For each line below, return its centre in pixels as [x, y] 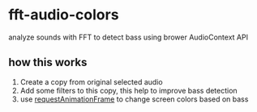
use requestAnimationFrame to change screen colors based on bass [134, 99]
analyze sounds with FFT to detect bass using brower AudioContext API [128, 37]
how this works [48, 62]
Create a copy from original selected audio [92, 81]
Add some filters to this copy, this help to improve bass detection [128, 90]
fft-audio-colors [64, 15]
